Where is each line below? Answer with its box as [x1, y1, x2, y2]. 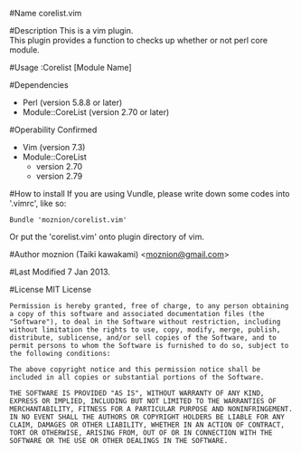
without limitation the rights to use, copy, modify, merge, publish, [9, 325, 281, 334]
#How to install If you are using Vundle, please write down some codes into [9, 188, 290, 198]
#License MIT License [9, 284, 92, 294]
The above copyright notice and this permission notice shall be [9, 365, 260, 374]
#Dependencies [9, 80, 70, 90]
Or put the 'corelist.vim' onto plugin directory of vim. [9, 231, 205, 242]
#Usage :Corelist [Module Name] [9, 63, 133, 72]
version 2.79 [35, 171, 83, 181]
